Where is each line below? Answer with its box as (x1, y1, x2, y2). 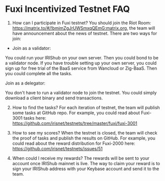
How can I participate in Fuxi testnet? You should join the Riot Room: (12, 20, 152, 26)
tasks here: (23, 115, 46, 121)
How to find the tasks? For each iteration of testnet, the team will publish (12, 104, 160, 110)
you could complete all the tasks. (5, 70, 73, 76)
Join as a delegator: (5, 80, 45, 86)
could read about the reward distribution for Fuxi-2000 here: (12, 140, 135, 146)
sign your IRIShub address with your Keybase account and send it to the (12, 166, 160, 172)
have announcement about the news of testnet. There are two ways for (12, 30, 157, 36)
